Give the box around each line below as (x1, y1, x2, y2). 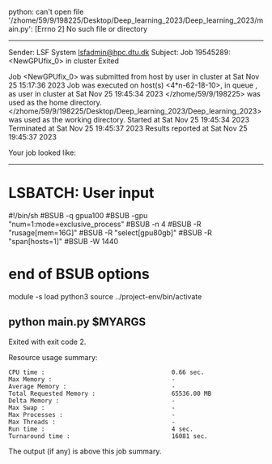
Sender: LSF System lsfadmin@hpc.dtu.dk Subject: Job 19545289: (8, 48, 231, 57)
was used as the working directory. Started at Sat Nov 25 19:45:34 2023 (8, 115, 249, 124)
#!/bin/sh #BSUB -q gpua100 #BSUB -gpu (8, 210, 148, 220)
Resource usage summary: (8, 352, 98, 362)
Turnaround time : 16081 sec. (8, 432, 208, 440)
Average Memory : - (8, 382, 176, 390)
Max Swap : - (8, 403, 176, 412)
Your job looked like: (8, 148, 77, 157)
